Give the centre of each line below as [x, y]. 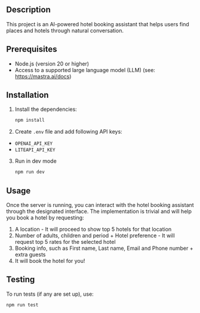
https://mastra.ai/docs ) [43, 76]
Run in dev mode [36, 161]
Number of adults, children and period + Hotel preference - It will [95, 235]
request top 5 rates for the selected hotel [65, 242]
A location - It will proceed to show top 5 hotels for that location [93, 229]
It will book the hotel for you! [50, 261]
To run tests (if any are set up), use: [50, 294]
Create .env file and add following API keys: [68, 132]
